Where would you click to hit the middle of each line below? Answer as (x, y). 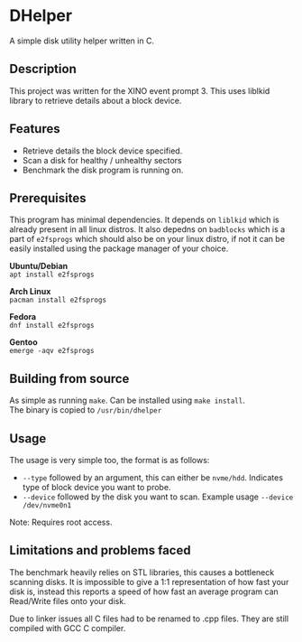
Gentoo (23, 342)
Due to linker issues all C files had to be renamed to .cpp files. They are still (149, 619)
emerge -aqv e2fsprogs (52, 351)
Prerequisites (48, 198)
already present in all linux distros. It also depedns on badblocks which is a (147, 229)
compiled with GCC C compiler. (68, 628)
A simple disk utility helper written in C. (82, 41)
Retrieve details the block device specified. (102, 151)
